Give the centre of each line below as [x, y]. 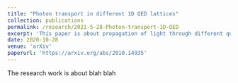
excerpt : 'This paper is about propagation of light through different [115, 33]
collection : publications [45, 20]
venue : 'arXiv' [30, 46]
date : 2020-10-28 [33, 40]
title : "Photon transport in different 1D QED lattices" [93, 14]
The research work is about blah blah [62, 73]
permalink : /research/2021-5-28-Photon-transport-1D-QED [93, 27]
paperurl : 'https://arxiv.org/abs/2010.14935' [77, 53]
